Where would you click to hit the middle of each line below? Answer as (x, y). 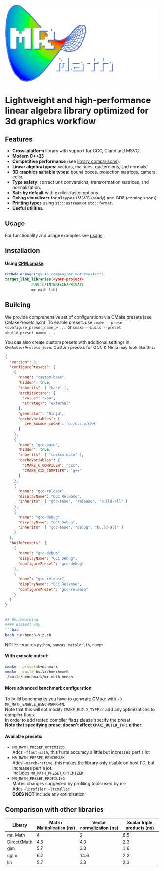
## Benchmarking (21, 620)
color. (18, 177)
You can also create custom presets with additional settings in (67, 342)
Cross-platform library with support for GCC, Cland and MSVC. (76, 151)
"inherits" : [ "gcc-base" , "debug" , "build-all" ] (71, 527)
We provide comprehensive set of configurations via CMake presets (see (79, 317)
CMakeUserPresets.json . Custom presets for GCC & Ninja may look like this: (80, 347)
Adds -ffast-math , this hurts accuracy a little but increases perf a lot (81, 752)
